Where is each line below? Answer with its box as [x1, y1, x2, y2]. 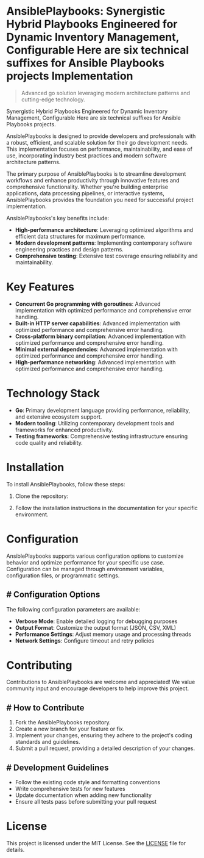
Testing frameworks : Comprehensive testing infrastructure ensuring [15, 432, 188, 440]
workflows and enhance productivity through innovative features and [6, 176, 180, 184]
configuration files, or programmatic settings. [6, 572, 120, 579]
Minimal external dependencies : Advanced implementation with [15, 345, 178, 353]
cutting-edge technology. [21, 96, 85, 103]
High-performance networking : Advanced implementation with [15, 358, 176, 366]
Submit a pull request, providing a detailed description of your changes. [15, 744, 195, 752]
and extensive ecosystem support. [15, 413, 102, 420]
